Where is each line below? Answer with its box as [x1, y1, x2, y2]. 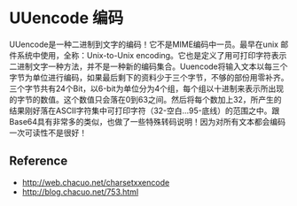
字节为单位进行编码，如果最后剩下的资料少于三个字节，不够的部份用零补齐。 [9, 72, 289, 82]
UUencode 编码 [9, 8, 124, 28]
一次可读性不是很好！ [9, 127, 87, 138]
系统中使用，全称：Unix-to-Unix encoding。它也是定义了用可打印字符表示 [16, 50, 287, 60]
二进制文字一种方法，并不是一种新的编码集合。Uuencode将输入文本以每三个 [9, 61, 288, 72]
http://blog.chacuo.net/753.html [21, 187, 139, 197]
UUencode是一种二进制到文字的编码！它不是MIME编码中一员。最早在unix [9, 39, 279, 50]
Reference [9, 154, 68, 169]
